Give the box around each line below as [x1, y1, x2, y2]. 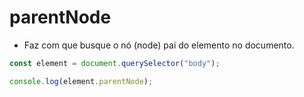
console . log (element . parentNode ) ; [9, 76, 154, 86]
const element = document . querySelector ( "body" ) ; [9, 58, 221, 68]
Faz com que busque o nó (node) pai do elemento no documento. [23, 39, 295, 51]
